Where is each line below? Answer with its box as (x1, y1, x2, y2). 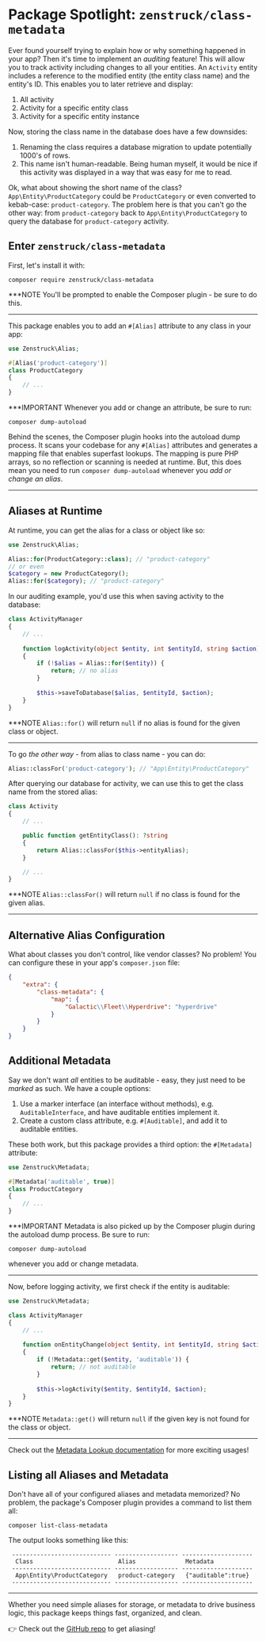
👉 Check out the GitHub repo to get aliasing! (8, 1624, 156, 1634)
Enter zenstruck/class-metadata (8, 239, 166, 253)
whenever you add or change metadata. (8, 1259, 139, 1269)
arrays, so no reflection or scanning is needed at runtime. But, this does (8, 457, 242, 467)
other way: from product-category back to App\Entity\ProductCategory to (8, 208, 248, 217)
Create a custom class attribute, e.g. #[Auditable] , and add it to (19, 1116, 228, 1125)
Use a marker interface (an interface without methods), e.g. (19, 1099, 214, 1109)
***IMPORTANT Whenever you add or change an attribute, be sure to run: (8, 403, 252, 412)
